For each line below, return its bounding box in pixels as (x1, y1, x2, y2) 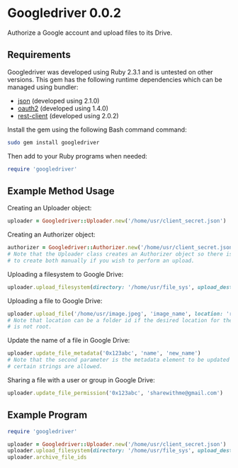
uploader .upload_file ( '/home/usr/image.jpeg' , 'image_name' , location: (7, 310, 223, 317)
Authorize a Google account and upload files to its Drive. (7, 28, 172, 37)
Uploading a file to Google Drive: (7, 296, 103, 305)
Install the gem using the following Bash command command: (7, 125, 187, 134)
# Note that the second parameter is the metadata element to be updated (7, 356, 230, 364)
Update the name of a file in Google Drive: (7, 336, 130, 345)
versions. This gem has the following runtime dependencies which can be (7, 75, 223, 84)
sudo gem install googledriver (7, 139, 100, 146)
